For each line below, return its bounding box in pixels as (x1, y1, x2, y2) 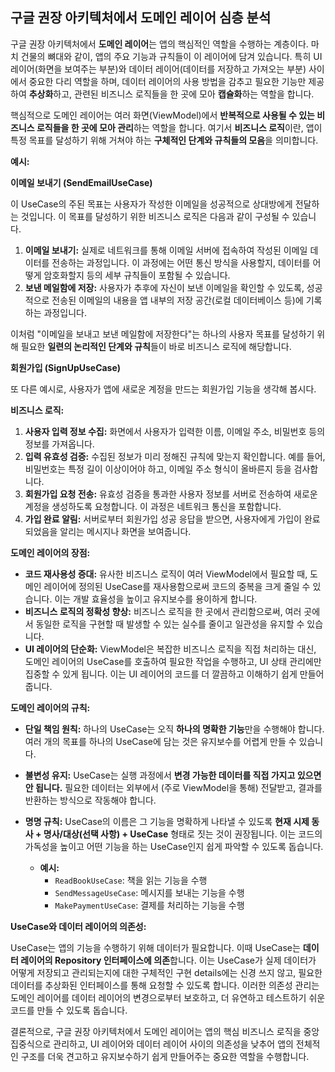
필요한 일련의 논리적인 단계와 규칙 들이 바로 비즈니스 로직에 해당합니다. (20, 340, 292, 352)
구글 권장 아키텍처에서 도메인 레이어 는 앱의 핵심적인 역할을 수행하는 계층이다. (10, 38, 309, 50)
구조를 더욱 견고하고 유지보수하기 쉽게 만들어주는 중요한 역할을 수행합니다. (20, 1050, 310, 1062)
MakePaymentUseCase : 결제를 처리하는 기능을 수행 (54, 899, 245, 911)
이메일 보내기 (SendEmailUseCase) (10, 176, 153, 188)
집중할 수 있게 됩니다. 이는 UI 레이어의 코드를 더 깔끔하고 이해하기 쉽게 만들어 (24, 668, 325, 680)
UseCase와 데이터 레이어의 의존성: (10, 920, 147, 932)
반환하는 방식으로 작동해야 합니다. (24, 794, 157, 806)
